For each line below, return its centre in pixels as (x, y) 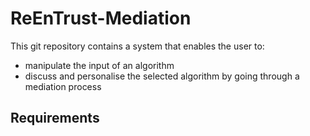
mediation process (63, 86)
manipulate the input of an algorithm (99, 65)
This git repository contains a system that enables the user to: (137, 46)
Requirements (55, 118)
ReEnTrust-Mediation (101, 18)
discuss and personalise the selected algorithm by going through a (162, 76)
